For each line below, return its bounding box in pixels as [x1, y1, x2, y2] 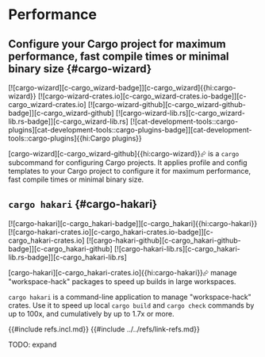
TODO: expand [8, 340, 57, 349]
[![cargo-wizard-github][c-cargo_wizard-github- [87, 100, 246, 109]
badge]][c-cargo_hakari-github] [8, 244, 113, 253]
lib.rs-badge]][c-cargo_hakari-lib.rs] [8, 252, 127, 262]
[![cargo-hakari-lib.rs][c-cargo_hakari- [113, 244, 240, 253]
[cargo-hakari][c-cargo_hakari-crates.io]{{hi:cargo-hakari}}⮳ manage [8, 267, 237, 277]
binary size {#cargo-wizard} [8, 62, 152, 75]
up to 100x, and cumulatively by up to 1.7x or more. [8, 309, 175, 318]
